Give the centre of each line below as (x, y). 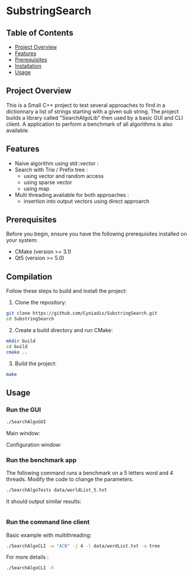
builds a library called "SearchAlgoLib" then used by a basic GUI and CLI (95, 117)
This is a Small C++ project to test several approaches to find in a (86, 105)
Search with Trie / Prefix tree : (51, 170)
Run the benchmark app (41, 460)
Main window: (23, 433)
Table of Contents (40, 33)
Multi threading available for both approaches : (72, 195)
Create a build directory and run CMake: (64, 330)
